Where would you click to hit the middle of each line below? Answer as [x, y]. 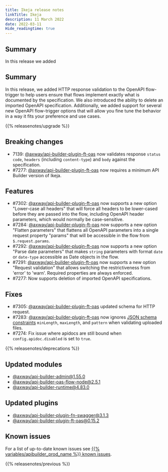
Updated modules [34, 364]
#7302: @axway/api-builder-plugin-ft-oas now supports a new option [85, 203]
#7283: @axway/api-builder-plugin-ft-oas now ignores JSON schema [85, 317]
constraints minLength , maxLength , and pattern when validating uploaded [87, 323]
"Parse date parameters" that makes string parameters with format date [88, 252]
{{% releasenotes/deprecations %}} [42, 348]
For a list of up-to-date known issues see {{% [52, 449]
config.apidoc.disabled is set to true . [52, 339]
